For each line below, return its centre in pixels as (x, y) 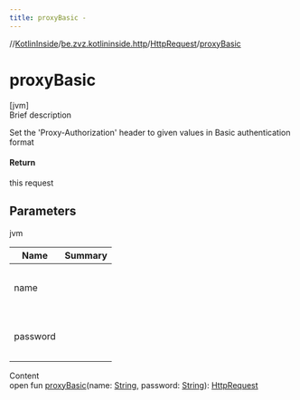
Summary (86, 255)
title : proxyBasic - (48, 18)
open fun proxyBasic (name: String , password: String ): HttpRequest (134, 385)
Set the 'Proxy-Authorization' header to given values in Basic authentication (150, 132)
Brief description (41, 115)
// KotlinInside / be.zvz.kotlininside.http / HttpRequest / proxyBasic (125, 43)
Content (24, 376)
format (22, 142)
